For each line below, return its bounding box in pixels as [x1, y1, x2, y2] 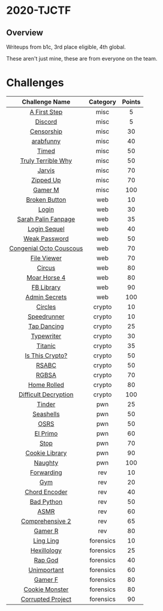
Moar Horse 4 [26, 273, 66, 282]
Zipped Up [31, 176, 61, 184]
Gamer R [34, 526, 59, 535]
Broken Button [26, 195, 67, 204]
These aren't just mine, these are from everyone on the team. [6, 55, 158, 62]
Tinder [37, 400, 56, 408]
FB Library [31, 283, 61, 291]
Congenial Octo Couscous [9, 244, 83, 252]
